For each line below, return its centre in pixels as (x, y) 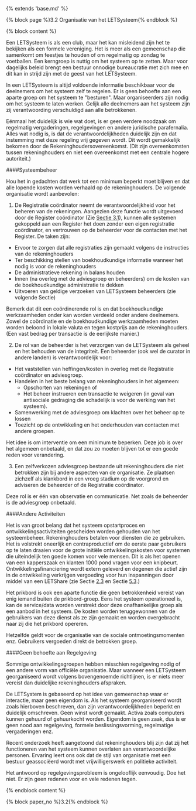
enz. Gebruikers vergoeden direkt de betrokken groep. (72, 641)
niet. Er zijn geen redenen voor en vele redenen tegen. (72, 779)
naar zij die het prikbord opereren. (47, 624)
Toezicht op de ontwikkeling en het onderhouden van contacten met (97, 425)
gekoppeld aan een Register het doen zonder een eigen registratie (94, 224)
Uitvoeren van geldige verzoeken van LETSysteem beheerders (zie (95, 291)
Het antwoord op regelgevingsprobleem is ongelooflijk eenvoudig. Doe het (96, 773)
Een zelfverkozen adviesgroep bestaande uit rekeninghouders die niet (99, 466)
